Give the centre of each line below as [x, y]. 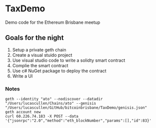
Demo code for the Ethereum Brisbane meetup [53, 22]
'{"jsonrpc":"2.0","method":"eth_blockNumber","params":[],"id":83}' [78, 121]
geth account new [23, 112]
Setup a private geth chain [39, 49]
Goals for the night [34, 38]
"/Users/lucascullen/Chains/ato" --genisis [51, 104]
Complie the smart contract [40, 65]
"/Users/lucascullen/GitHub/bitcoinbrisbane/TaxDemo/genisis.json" [76, 108]
